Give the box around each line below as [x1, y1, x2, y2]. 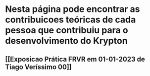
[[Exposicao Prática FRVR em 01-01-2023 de [5, 55, 145, 63]
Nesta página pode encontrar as [5, 3, 140, 15]
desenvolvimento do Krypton [5, 35, 128, 47]
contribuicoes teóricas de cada [5, 14, 136, 25]
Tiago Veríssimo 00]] [5, 63, 72, 71]
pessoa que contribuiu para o [5, 25, 128, 36]
